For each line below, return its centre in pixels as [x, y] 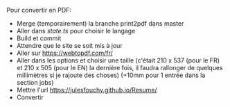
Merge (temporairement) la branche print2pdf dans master [100, 23]
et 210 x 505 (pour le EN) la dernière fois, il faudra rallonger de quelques [120, 68]
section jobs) [35, 82]
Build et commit [39, 38]
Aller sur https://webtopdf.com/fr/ [65, 53]
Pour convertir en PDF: [39, 10]
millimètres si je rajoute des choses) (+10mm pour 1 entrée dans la [111, 75]
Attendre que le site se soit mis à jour [69, 46]
